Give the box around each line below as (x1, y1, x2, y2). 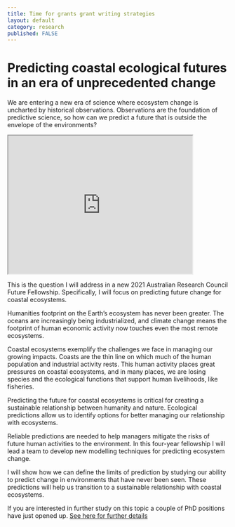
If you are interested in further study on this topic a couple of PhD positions (7, 504, 225, 513)
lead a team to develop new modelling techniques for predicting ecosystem (7, 447, 225, 455)
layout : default (7, 17, 55, 24)
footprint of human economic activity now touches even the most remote (7, 324, 218, 332)
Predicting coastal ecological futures (7, 60, 227, 76)
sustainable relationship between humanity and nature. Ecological (7, 403, 198, 412)
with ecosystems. (7, 419, 58, 427)
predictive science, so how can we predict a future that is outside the (7, 113, 207, 122)
